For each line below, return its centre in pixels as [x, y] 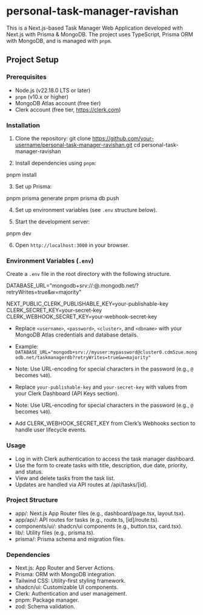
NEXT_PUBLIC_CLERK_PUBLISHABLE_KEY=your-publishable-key [87, 304]
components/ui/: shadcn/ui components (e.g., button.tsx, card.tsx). [99, 526]
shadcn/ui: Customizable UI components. [67, 587]
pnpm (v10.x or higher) [42, 97]
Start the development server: [52, 222]
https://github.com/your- [123, 138]
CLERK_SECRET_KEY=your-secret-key [54, 311]
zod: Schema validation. [45, 607]
